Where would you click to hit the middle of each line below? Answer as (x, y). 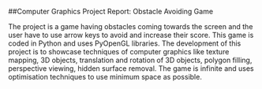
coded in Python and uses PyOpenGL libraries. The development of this (125, 43)
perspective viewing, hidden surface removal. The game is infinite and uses (131, 69)
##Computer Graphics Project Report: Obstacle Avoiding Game (111, 11)
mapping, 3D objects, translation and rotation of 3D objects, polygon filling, (130, 60)
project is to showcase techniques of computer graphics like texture (119, 52)
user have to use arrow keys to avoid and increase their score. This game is (131, 35)
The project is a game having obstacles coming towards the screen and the (131, 26)
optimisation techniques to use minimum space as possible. (105, 77)
